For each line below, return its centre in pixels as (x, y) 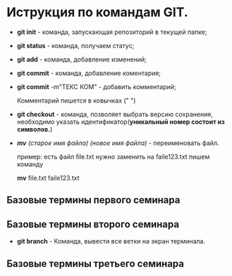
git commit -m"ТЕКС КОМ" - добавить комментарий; (97, 86)
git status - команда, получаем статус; (75, 45)
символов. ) (35, 129)
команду (30, 164)
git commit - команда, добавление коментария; (89, 73)
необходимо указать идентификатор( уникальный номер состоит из (121, 122)
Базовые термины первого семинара (93, 200)
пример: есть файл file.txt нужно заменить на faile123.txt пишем (113, 156)
